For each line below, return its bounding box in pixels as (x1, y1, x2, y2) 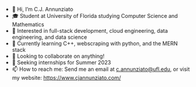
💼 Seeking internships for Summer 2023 (11, 59, 111, 66)
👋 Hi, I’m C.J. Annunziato (11, 6, 74, 13)
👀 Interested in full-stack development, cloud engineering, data (11, 27, 168, 34)
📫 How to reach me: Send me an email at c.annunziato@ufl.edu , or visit (11, 66, 190, 73)
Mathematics (11, 21, 44, 28)
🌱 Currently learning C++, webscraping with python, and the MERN (11, 40, 178, 47)
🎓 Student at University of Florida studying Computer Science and (11, 13, 178, 19)
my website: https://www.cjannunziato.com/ (11, 74, 121, 81)
